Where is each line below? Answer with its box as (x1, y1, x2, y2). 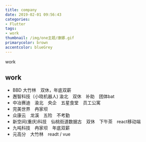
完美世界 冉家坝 (12, 106, 48, 112)
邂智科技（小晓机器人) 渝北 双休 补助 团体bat (12, 94, 114, 100)
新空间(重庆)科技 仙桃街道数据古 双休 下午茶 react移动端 (12, 119, 141, 125)
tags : (5, 26, 17, 31)
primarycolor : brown (5, 40, 49, 45)
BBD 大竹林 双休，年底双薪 (12, 87, 72, 93)
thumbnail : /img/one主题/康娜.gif (5, 36, 74, 41)
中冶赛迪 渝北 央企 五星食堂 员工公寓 (12, 100, 101, 106)
